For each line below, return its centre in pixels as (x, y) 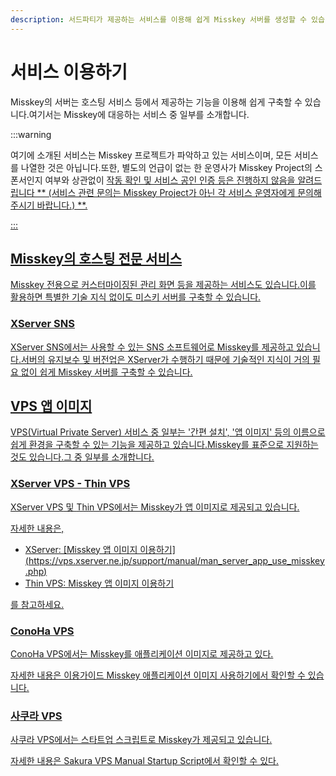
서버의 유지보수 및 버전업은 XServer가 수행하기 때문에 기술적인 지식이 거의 (165, 359)
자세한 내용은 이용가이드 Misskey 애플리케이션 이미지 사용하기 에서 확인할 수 (158, 675)
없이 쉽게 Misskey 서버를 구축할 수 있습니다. (106, 372)
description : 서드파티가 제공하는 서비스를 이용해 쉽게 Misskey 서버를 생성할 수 (158, 19)
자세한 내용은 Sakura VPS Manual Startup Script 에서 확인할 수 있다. (144, 761)
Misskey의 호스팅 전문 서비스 (96, 258)
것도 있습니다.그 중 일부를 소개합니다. (82, 457)
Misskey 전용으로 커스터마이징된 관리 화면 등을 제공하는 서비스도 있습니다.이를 (163, 285)
